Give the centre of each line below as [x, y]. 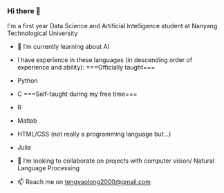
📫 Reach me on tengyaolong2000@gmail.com [84, 182]
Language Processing [48, 168]
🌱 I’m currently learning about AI [63, 47]
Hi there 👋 [24, 11]
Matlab [27, 121]
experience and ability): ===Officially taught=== [86, 68]
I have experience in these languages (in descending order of [105, 60]
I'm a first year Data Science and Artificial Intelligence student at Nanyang [112, 26]
